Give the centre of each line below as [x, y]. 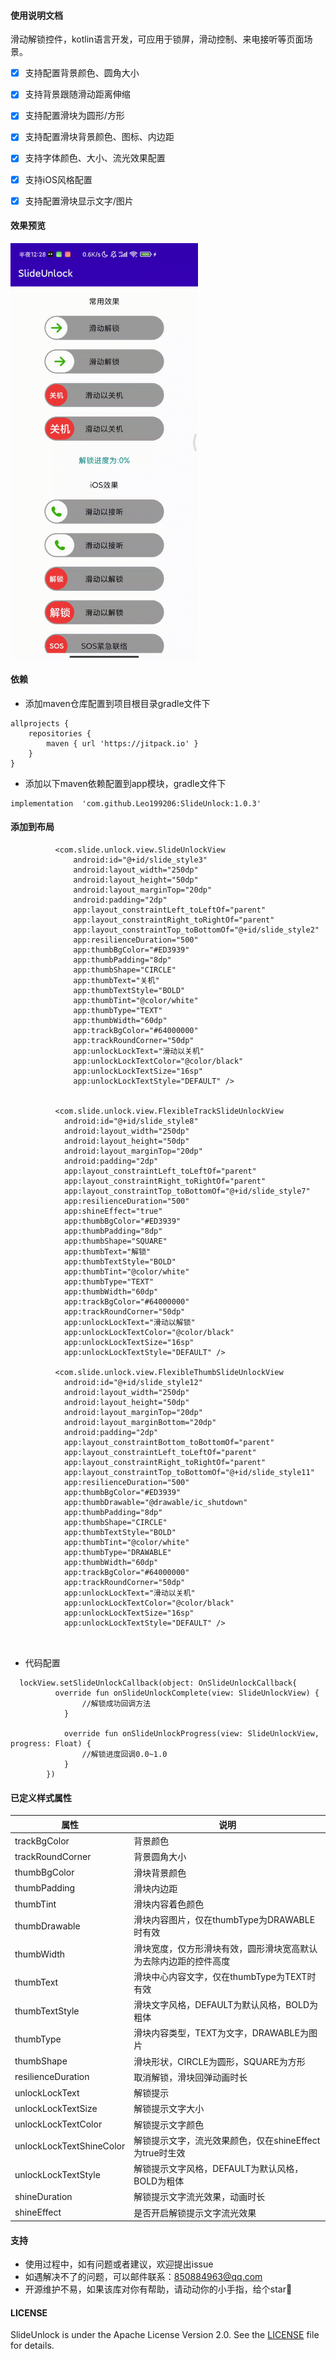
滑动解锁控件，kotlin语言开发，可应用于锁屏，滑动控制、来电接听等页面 [157, 39]
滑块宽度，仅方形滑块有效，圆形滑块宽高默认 [225, 1948]
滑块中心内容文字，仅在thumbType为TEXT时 [225, 1976]
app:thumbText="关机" [116, 981]
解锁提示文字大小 [169, 2109]
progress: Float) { [51, 1744]
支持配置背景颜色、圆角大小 [82, 73]
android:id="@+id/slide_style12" [133, 1383]
